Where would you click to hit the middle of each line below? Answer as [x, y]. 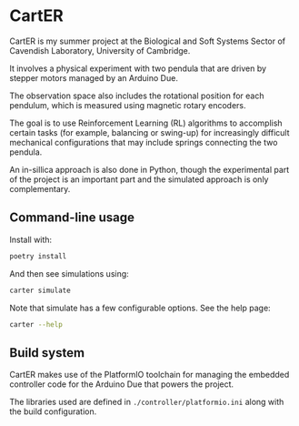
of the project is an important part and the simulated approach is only [139, 179]
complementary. [40, 188]
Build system [47, 353]
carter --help [36, 324]
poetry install [38, 256]
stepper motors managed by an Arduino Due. [94, 77]
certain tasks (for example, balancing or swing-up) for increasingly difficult [149, 132]
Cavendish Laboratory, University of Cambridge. [100, 50]
